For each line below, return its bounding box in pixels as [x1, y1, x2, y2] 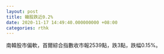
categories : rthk [6, 25, 49, 31]
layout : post [6, 8, 38, 15]
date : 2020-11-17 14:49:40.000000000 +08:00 [6, 19, 118, 25]
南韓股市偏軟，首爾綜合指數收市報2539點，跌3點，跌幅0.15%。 [6, 42, 161, 49]
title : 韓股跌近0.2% [6, 14, 53, 20]
